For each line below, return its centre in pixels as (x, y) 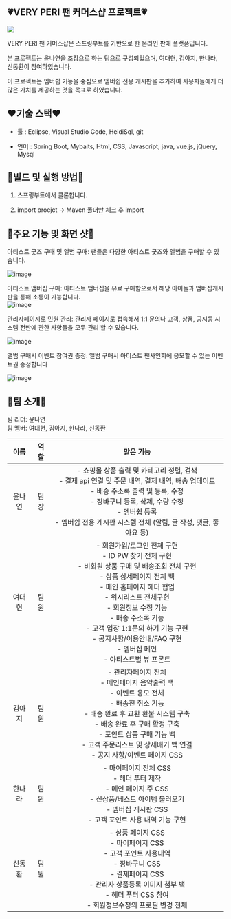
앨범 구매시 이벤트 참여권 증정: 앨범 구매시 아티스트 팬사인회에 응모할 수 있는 (109, 356)
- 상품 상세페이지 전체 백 (137, 577)
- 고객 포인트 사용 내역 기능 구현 (137, 820)
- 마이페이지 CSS (137, 843)
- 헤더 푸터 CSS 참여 (137, 895)
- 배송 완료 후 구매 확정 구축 (137, 724)
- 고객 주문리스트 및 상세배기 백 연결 (137, 745)
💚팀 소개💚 (27, 401)
